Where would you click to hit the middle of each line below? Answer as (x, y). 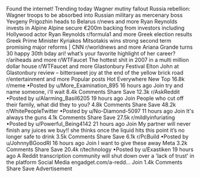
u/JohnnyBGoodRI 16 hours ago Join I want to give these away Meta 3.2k (97, 143)
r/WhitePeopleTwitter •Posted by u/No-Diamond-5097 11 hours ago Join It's (100, 111)
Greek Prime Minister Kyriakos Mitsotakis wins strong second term (89, 41)
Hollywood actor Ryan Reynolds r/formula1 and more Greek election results (99, 34)
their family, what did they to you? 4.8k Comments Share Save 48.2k (91, 104)
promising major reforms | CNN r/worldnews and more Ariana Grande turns (99, 47)
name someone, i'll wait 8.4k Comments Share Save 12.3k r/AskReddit (93, 92)
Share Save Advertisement (39, 169)
